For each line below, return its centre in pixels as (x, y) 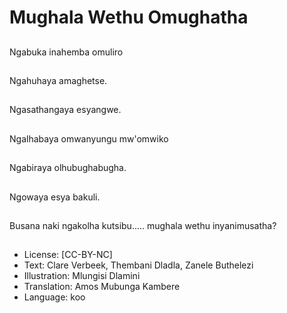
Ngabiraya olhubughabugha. (68, 168)
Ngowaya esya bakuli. (55, 197)
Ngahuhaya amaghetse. (58, 80)
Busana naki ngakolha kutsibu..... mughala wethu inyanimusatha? (143, 225)
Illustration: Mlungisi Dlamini (82, 276)
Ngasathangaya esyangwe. (65, 110)
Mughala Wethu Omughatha (129, 17)
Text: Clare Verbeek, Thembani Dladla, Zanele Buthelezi (138, 265)
